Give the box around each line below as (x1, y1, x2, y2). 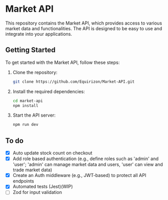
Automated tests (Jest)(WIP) (12, 184, 73, 190)
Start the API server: (12, 112, 56, 118)
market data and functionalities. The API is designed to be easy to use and (5, 25, 162, 31)
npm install (12, 103, 38, 108)
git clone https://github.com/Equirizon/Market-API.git (12, 79, 135, 84)
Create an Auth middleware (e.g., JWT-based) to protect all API (12, 172, 146, 179)
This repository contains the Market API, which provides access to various (5, 20, 162, 26)
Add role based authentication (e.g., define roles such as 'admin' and (12, 155, 159, 162)
